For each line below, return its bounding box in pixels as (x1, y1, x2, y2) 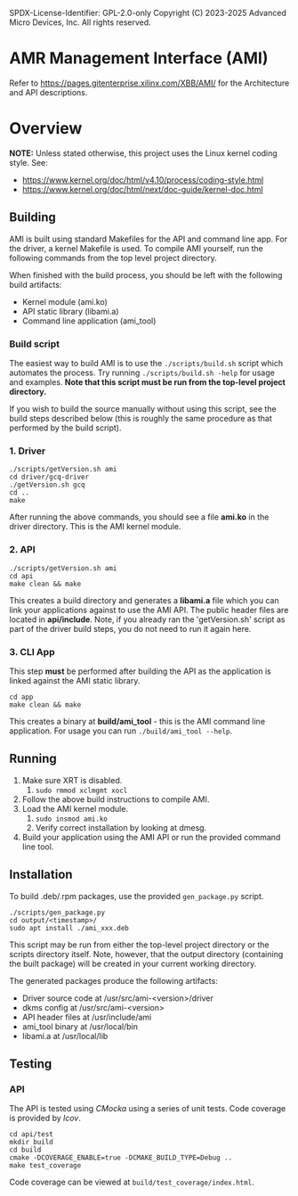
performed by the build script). (9, 422, 122, 433)
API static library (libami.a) (21, 306, 119, 316)
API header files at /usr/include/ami (21, 1012, 152, 1022)
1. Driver (9, 445, 46, 457)
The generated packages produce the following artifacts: (9, 975, 218, 986)
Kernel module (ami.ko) (21, 296, 109, 307)
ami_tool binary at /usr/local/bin (21, 1020, 139, 1032)
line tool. (21, 841, 54, 852)
